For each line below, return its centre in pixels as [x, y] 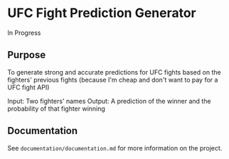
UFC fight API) [28, 87]
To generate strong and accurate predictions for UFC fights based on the [114, 72]
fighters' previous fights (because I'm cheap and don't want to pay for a [113, 79]
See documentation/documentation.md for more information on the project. [115, 148]
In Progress [24, 33]
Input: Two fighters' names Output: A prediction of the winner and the [109, 101]
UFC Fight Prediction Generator [102, 13]
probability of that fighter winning [56, 109]
